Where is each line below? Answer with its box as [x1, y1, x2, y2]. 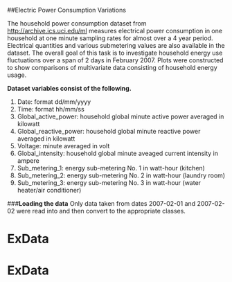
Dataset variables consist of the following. [7, 85, 132, 92]
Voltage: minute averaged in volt [17, 142, 110, 150]
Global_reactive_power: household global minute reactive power [17, 127, 201, 135]
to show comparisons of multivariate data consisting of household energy [7, 64, 218, 71]
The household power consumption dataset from [7, 19, 147, 27]
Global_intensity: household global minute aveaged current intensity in [17, 149, 219, 157]
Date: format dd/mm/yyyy [17, 98, 91, 106]
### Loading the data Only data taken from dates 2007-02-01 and [7, 200, 196, 207]
